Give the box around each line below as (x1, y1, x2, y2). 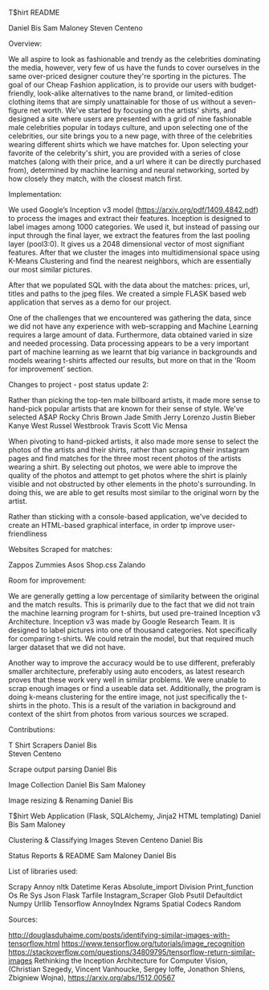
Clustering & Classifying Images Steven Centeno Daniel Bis (8, 836, 203, 845)
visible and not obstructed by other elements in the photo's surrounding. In (8, 479, 256, 489)
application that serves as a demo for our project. (8, 297, 172, 307)
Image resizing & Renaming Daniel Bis (8, 796, 134, 805)
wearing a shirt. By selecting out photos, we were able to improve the (8, 462, 238, 472)
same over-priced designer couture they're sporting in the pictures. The (8, 72, 247, 80)
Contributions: (8, 725, 56, 734)
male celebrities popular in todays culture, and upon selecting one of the (8, 123, 249, 132)
